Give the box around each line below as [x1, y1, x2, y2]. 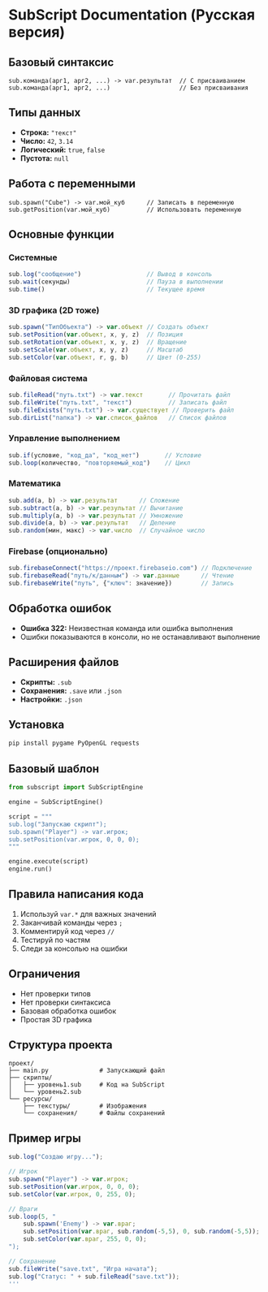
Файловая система [8, 372, 88, 383]
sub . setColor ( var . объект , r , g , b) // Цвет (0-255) [8, 353, 201, 361]
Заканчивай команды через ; [19, 918, 123, 927]
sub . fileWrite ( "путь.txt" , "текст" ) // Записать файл [8, 398, 227, 407]
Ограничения [8, 967, 80, 981]
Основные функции [8, 227, 115, 241]
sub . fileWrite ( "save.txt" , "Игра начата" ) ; [8, 1264, 158, 1273]
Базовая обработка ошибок [19, 1005, 117, 1016]
